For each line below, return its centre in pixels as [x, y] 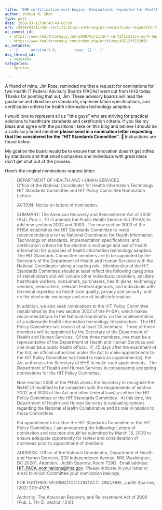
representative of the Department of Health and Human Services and [85, 342]
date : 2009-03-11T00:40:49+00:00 [39, 23]
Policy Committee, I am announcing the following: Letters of [76, 428]
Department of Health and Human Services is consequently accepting [86, 368]
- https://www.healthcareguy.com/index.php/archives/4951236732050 [79, 41]
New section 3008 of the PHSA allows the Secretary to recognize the [86, 382]
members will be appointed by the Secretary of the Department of [82, 332]
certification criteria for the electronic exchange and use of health [82, 245]
